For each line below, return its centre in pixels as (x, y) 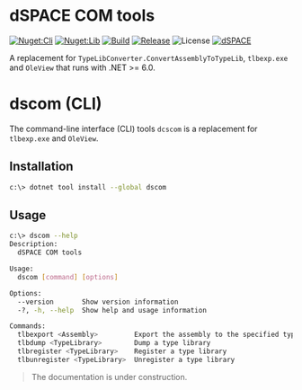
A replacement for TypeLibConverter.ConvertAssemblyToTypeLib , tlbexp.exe (149, 58)
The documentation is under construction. (109, 377)
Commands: (28, 326)
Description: (34, 244)
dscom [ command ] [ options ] (68, 277)
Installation (41, 167)
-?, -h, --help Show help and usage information (112, 310)
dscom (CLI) (56, 104)
